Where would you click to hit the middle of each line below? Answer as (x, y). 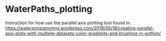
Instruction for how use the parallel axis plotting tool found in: (68, 23)
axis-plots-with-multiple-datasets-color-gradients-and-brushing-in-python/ (83, 33)
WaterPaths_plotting (49, 9)
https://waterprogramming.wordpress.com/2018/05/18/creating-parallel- (80, 28)
